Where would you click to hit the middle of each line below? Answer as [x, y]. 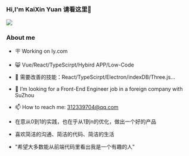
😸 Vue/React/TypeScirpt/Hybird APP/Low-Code [74, 65]
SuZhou [24, 95]
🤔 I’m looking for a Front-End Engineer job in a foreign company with [99, 89]
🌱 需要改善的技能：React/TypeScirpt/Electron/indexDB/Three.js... [95, 77]
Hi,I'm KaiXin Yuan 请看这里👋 [49, 9]
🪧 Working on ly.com [41, 51]
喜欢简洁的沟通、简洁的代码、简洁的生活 [64, 134]
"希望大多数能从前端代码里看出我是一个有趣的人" [75, 147]
